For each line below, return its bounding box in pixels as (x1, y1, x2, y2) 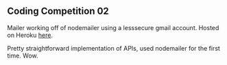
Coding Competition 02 (7, 5, 110, 17)
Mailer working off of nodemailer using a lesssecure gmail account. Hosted (7, 23, 219, 31)
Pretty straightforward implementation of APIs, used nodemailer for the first (7, 44, 221, 52)
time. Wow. (7, 51, 39, 60)
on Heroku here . (7, 31, 53, 39)
